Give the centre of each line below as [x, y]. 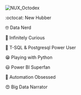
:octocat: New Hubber [28, 18]
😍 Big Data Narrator [27, 87]
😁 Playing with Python [29, 57]
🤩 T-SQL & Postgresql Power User [41, 47]
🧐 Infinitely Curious [25, 38]
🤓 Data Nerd [18, 27]
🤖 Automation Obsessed [30, 77]
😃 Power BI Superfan [28, 67]
